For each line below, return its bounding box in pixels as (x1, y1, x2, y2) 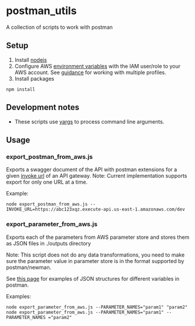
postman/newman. (6, 264, 52, 271)
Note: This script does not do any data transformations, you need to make (6, 251, 185, 258)
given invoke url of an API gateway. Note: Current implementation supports (6, 172, 187, 179)
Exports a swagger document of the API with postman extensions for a (6, 166, 177, 173)
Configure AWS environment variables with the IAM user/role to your (14, 62, 181, 69)
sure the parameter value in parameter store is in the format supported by (6, 257, 184, 264)
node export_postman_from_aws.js (6, 201, 88, 207)
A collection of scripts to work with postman (6, 24, 113, 31)
